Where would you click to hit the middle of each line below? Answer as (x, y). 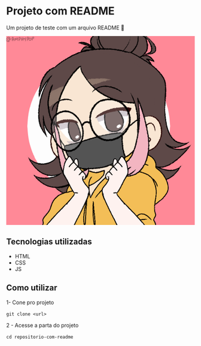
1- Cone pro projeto (30, 302)
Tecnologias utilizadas (49, 242)
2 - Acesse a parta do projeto (42, 325)
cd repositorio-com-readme (40, 337)
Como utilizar (32, 288)
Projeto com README (60, 11)
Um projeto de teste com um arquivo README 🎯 (65, 28)
